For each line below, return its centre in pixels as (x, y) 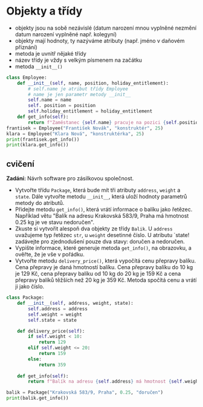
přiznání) (26, 47)
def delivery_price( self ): (51, 331)
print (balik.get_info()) (37, 398)
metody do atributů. (40, 203)
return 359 (52, 365)
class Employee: (27, 77)
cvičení (20, 164)
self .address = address (58, 309)
